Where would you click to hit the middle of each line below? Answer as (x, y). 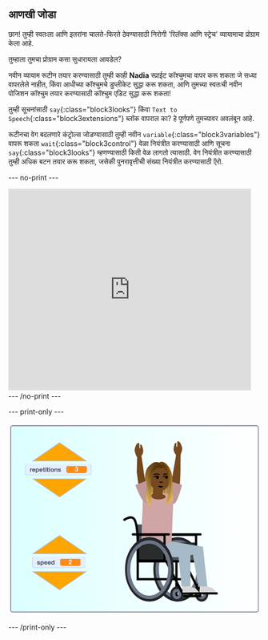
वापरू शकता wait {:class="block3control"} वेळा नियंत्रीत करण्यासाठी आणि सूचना (119, 143)
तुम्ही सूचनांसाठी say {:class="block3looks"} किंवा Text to (93, 109)
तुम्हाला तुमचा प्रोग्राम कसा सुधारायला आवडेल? (65, 59)
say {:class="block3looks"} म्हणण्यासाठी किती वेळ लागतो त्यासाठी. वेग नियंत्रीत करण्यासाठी (130, 152)
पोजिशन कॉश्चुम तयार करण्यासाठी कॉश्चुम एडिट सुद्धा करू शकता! (90, 93)
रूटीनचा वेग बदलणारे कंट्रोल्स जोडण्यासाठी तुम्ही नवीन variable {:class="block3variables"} (134, 134)
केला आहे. (21, 43)
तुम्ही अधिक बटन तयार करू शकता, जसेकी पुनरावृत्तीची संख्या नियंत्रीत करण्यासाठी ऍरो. (116, 161)
